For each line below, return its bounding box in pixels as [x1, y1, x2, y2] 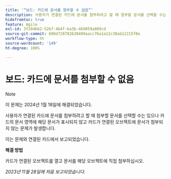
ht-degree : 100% [5, 46, 40, 51]
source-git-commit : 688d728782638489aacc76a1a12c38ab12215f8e [5, 31, 140, 36]
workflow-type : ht [5, 36, 44, 41]
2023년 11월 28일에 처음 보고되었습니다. [5, 168, 86, 174]
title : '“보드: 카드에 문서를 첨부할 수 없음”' [5, 7, 93, 13]
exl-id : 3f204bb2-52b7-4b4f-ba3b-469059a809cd [5, 27, 106, 32]
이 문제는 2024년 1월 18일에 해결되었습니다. [5, 101, 92, 107]
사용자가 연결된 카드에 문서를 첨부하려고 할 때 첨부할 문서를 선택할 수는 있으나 [5, 112, 159, 118]
